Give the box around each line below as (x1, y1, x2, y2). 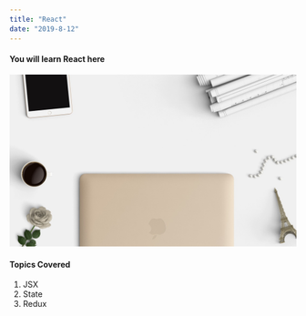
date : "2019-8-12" (9, 24, 79, 34)
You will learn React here (9, 54, 106, 65)
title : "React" (9, 15, 67, 24)
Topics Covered (9, 259, 71, 270)
